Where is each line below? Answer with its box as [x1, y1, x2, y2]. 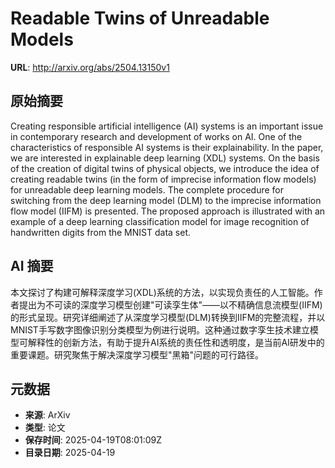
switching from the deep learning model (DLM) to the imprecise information [10, 194, 322, 206]
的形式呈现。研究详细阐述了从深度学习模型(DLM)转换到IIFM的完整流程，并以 [10, 311, 326, 323]
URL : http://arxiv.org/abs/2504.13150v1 [10, 61, 170, 73]
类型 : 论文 [24, 422, 66, 434]
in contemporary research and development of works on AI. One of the [10, 130, 303, 142]
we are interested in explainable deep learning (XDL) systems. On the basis [10, 152, 320, 164]
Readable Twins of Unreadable [10, 7, 270, 30]
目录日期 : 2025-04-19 [24, 447, 116, 459]
